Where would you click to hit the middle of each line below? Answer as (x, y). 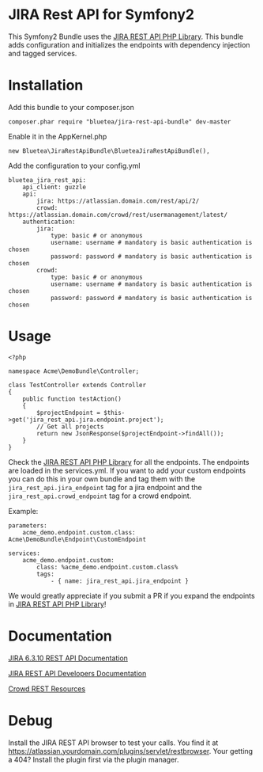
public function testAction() (72, 399)
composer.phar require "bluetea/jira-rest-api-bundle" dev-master (120, 122)
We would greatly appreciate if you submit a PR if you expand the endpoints (131, 595)
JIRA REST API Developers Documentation (77, 673)
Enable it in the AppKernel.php (58, 136)
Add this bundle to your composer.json (71, 107)
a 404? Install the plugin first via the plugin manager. (94, 759)
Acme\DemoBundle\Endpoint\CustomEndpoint (77, 539)
